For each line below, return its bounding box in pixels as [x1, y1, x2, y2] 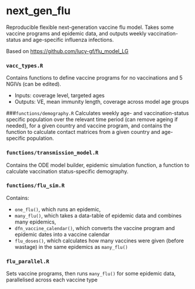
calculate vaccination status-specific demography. [6, 168, 129, 175]
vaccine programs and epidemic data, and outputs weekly [6, 29, 147, 37]
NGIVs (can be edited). [6, 81, 62, 88]
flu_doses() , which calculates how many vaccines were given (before [14, 237, 184, 244]
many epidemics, [14, 218, 56, 225]
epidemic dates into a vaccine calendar [14, 231, 110, 238]
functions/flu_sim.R [6, 182, 65, 189]
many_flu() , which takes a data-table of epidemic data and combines [14, 212, 182, 219]
